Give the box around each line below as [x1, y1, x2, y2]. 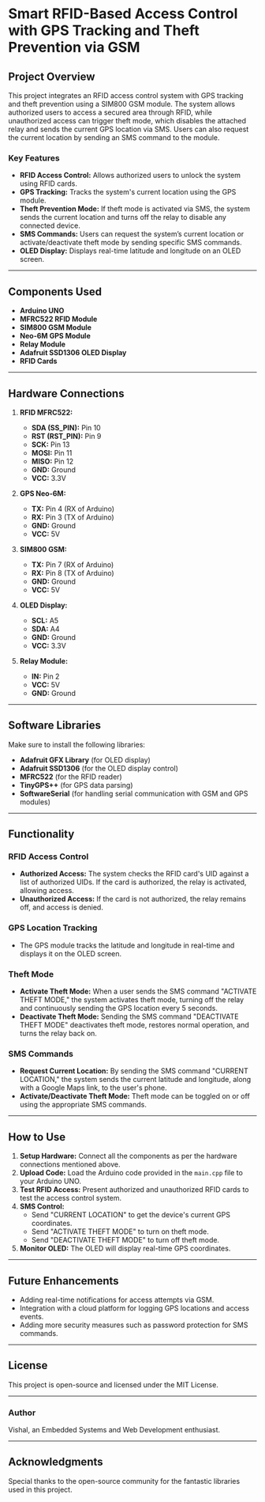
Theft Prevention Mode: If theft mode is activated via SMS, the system [19, 204, 251, 214]
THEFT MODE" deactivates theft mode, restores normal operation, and [19, 1020, 250, 1030]
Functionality [8, 827, 75, 841]
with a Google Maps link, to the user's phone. [19, 1083, 167, 1092]
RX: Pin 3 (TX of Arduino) [31, 512, 114, 522]
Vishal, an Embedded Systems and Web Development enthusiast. [8, 1425, 221, 1435]
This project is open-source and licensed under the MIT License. [8, 1379, 218, 1389]
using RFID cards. [19, 179, 77, 188]
